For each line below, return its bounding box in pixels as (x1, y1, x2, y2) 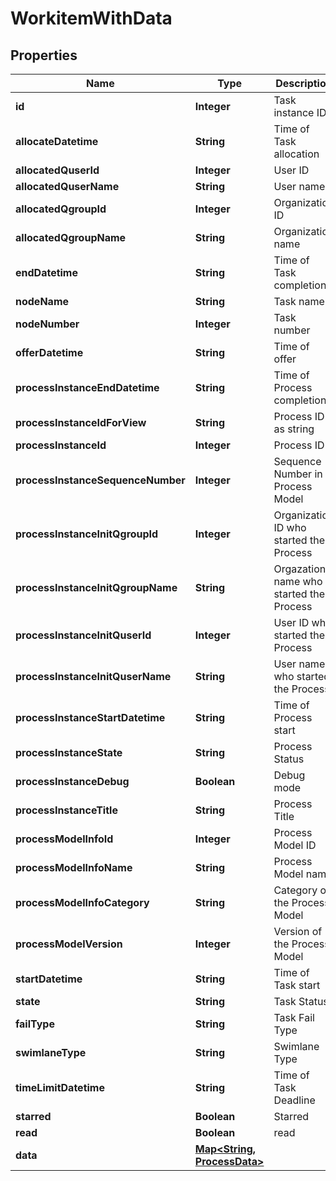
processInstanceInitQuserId (15, 628, 152, 642)
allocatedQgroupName (15, 231, 127, 244)
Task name (273, 295, 325, 308)
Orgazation (273, 562, 327, 576)
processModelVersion (15, 937, 123, 951)
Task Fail (273, 1011, 315, 1024)
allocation (273, 147, 320, 161)
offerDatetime (15, 346, 84, 359)
